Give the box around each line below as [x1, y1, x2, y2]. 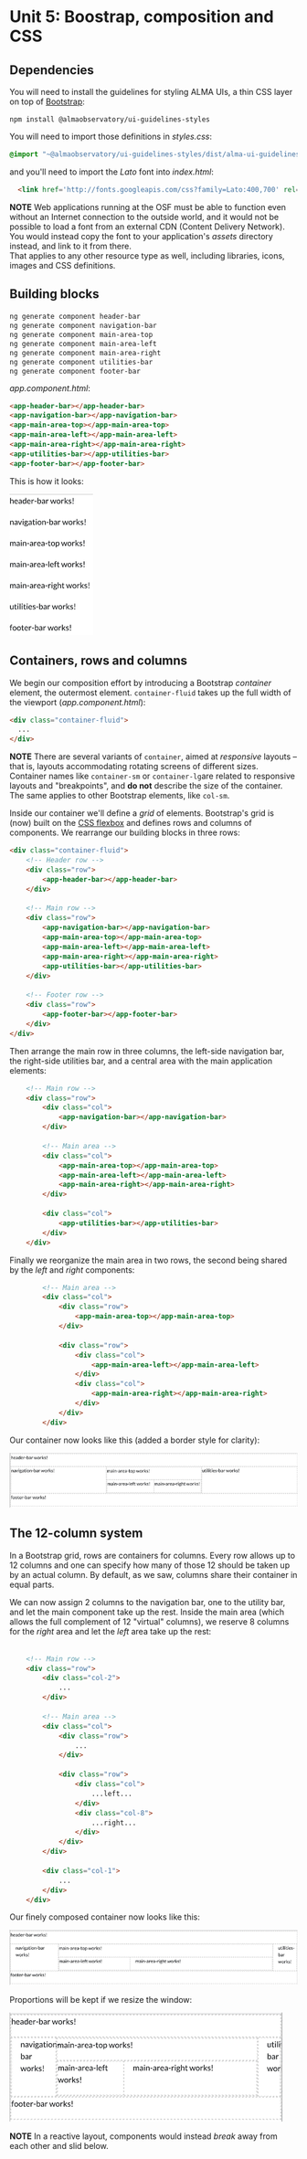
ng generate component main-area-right [9, 348, 162, 357]
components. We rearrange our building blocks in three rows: [9, 827, 240, 838]
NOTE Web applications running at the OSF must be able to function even [9, 201, 286, 212]
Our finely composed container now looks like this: [9, 1911, 201, 1922]
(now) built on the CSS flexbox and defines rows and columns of [9, 818, 253, 829]
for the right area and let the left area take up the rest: [9, 1625, 212, 1636]
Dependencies [9, 62, 94, 78]
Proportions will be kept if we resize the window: [9, 1994, 193, 2005]
